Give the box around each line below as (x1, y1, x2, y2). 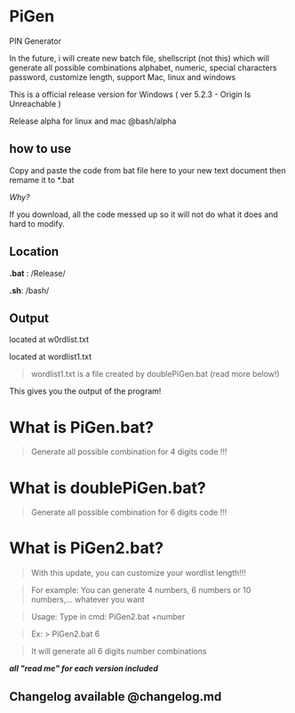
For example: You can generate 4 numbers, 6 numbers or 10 (30, 585, 251, 596)
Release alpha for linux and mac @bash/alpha (9, 116, 177, 126)
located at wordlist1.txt (9, 351, 92, 362)
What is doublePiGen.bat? (9, 477, 207, 498)
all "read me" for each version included (9, 663, 158, 674)
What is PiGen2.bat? (9, 538, 164, 558)
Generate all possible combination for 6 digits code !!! (30, 507, 227, 517)
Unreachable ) (9, 98, 62, 108)
